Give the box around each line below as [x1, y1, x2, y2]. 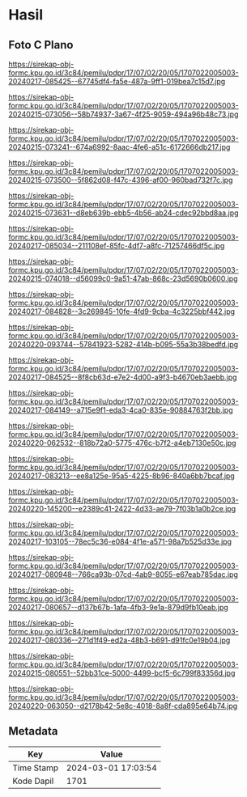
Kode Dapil [12, 775, 54, 786]
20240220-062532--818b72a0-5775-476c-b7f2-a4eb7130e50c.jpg [8, 439, 236, 447]
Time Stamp [12, 762, 59, 774]
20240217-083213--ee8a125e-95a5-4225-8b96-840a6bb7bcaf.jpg [8, 471, 235, 481]
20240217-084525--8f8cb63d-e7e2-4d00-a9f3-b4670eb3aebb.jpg [8, 372, 237, 382]
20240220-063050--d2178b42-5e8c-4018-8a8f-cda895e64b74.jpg [8, 702, 238, 710]
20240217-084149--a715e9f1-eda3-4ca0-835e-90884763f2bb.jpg [8, 405, 233, 414]
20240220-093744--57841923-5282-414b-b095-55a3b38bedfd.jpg [8, 340, 239, 349]
